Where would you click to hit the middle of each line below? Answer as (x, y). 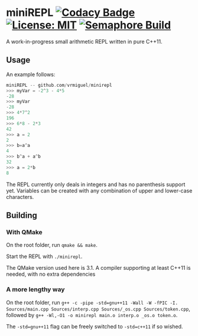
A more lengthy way (35, 289)
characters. (20, 197)
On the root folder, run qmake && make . (52, 245)
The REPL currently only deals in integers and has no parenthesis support (96, 184)
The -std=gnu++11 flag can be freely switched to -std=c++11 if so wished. (95, 326)
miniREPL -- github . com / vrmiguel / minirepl (59, 85)
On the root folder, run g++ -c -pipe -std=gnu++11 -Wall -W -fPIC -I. (92, 302)
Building (22, 216)
